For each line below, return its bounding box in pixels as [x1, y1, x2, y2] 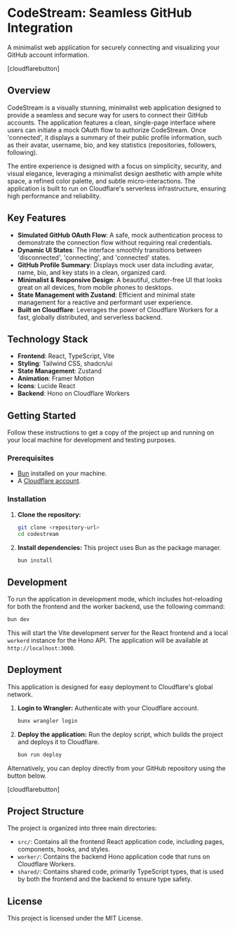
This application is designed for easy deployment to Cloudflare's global [7, 682, 213, 691]
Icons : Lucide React [17, 382, 76, 390]
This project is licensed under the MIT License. [7, 914, 143, 923]
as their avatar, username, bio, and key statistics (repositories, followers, [7, 141, 217, 149]
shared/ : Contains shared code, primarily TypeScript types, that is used [17, 867, 224, 876]
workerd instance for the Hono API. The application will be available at [7, 636, 208, 645]
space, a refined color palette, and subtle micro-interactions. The [7, 177, 196, 185]
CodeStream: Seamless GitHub [7, 5, 192, 21]
